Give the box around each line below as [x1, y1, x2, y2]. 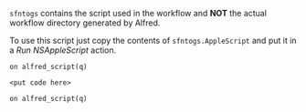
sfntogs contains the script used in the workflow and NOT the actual [9, 8, 268, 18]
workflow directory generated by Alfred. [9, 17, 161, 28]
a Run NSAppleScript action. [9, 45, 117, 56]
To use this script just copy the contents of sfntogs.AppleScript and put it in [9, 36, 297, 46]
